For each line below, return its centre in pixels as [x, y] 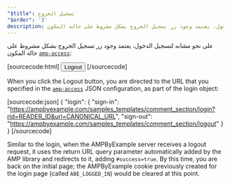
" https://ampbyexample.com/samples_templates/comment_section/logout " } [115, 124]
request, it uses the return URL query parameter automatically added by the [114, 152]
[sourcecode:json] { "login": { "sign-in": [63, 102]
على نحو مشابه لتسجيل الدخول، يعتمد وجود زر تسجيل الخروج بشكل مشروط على [110, 46]
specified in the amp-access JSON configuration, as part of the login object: [113, 89]
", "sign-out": [134, 117]
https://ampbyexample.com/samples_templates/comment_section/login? [113, 109]
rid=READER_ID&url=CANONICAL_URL [62, 117]
